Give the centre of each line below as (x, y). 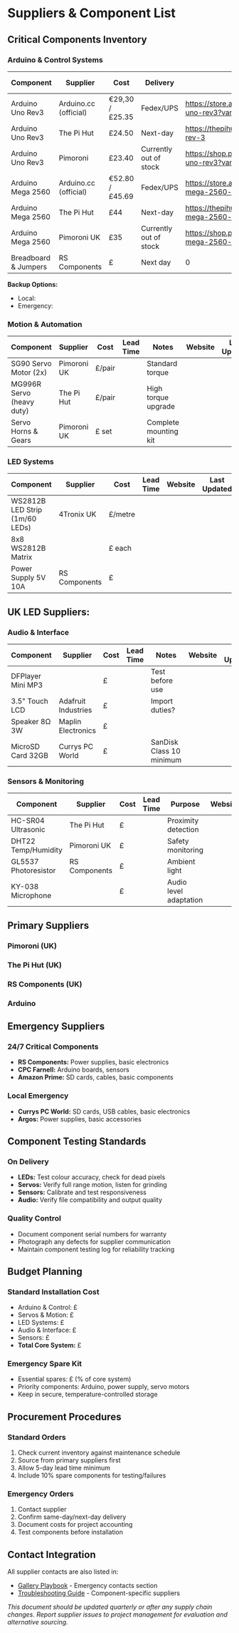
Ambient (181, 862)
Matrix (22, 557)
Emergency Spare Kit (45, 1364)
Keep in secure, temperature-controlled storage (87, 1394)
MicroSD (26, 747)
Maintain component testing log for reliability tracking (96, 1249)
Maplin (70, 722)
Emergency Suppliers (56, 1026)
